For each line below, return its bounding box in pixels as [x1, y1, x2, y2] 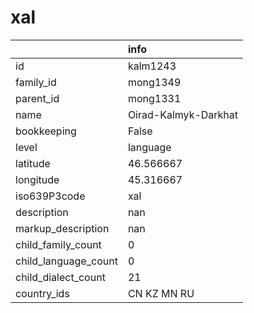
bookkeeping [15, 124, 77, 138]
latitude [15, 156, 51, 170]
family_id [15, 75, 57, 89]
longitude [15, 172, 60, 186]
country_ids [15, 286, 70, 300]
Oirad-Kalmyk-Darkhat [127, 107, 239, 121]
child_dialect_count [15, 270, 106, 284]
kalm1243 [127, 59, 177, 73]
